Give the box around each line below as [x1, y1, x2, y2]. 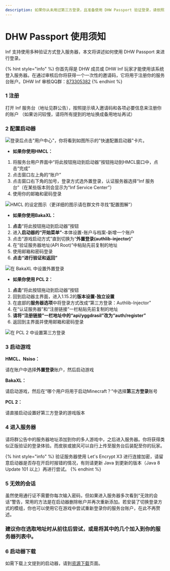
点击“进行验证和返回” [12, 255, 58, 261]
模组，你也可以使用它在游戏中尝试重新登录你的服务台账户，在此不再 [14, 505, 156, 511]
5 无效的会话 [5, 480, 36, 487]
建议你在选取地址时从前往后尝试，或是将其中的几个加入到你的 [5, 525, 156, 532]
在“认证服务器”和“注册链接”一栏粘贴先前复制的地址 [12, 306, 118, 312]
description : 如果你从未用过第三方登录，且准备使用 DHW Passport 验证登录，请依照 [5, 7, 164, 13]
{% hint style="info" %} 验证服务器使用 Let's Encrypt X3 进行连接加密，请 [5, 453, 159, 459]
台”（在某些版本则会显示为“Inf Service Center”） [12, 185, 115, 191]
